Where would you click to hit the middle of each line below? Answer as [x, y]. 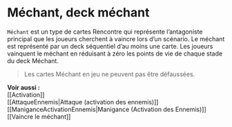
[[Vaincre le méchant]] [39, 116]
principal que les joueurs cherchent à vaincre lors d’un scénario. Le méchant [116, 38]
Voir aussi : [23, 87]
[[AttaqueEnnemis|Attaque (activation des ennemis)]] [83, 102]
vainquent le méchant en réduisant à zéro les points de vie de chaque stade [115, 54]
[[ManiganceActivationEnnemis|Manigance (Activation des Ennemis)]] [107, 109]
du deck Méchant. [33, 60]
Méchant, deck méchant [78, 13]
